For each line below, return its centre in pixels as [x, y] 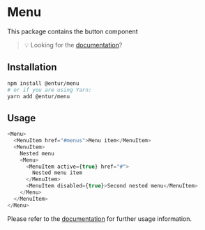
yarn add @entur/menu [39, 96]
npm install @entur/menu [43, 83]
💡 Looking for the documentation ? [73, 45]
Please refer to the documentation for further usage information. [99, 219]
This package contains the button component [73, 31]
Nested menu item [57, 173]
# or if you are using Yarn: [50, 90]
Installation [32, 67]
